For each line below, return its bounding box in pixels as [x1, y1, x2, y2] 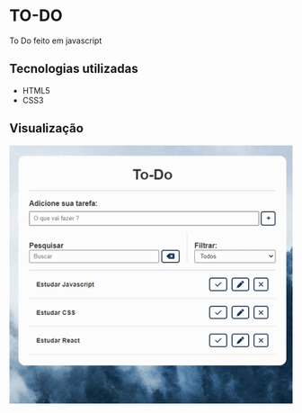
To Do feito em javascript [9, 35, 102, 46]
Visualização [9, 121, 84, 136]
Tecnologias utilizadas [9, 61, 138, 76]
